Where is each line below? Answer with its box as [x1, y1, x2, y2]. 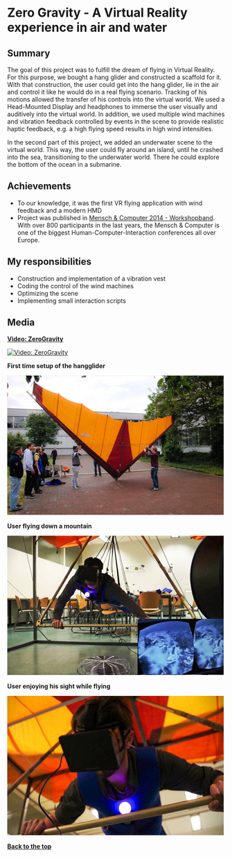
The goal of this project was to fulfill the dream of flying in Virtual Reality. [7, 66, 215, 74]
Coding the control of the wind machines [17, 281, 134, 290]
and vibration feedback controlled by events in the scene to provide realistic [7, 117, 224, 126]
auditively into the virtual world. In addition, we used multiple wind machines [7, 110, 225, 118]
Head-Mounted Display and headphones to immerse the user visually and [7, 103, 218, 110]
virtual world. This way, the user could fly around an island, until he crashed [7, 146, 224, 153]
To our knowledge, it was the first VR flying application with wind [17, 199, 203, 207]
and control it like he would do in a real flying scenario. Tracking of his [7, 88, 208, 96]
